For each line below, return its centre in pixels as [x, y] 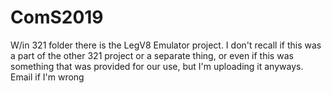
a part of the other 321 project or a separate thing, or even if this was [152, 55]
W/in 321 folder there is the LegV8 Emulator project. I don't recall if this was [166, 45]
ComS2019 [57, 17]
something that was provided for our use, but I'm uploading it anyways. [157, 66]
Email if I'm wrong [47, 77]
